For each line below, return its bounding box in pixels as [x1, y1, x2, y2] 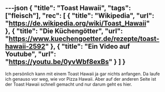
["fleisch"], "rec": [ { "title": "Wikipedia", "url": [5, 12, 155, 20]
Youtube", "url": [5, 50, 56, 59]
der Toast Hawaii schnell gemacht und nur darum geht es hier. [5, 81, 132, 87]
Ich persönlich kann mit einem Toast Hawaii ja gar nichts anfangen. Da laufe [5, 71, 160, 77]
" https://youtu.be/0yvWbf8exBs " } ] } [5, 58, 126, 66]
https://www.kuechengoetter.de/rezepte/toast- [8, 34, 160, 43]
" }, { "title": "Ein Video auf [45, 42, 130, 51]
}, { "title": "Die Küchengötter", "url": [5, 27, 123, 35]
